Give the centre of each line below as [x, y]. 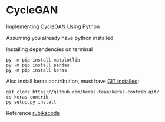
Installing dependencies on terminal [49, 49]
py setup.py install [32, 102]
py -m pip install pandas [38, 65]
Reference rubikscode [33, 113]
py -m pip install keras [37, 70]
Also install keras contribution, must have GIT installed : [73, 81]
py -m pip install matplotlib [43, 60]
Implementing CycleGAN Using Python [53, 26]
